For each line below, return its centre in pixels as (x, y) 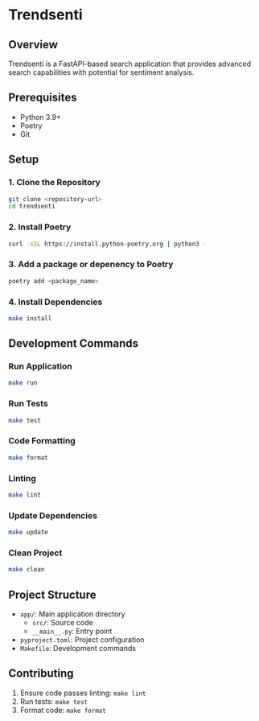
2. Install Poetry (40, 227)
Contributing (41, 674)
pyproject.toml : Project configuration (82, 640)
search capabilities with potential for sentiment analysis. (101, 72)
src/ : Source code (63, 622)
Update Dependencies (53, 515)
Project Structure (52, 594)
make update (28, 533)
